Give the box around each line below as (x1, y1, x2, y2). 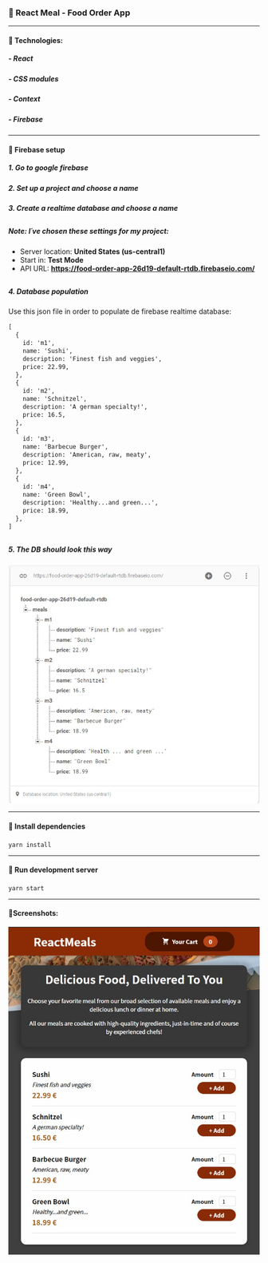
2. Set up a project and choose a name (8, 183, 139, 192)
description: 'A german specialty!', (22, 403, 148, 411)
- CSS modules (8, 73, 59, 83)
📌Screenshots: (8, 909, 59, 918)
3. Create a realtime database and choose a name (8, 203, 179, 212)
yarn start (8, 884, 45, 893)
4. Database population (8, 287, 89, 296)
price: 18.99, (22, 507, 69, 515)
